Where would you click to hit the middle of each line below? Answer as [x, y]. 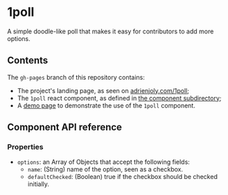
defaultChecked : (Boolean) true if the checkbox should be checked [123, 177]
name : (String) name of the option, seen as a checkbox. [105, 169]
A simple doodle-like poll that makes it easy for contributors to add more [111, 31]
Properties [25, 147]
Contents [28, 61]
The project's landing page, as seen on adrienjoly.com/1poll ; [103, 90]
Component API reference [65, 127]
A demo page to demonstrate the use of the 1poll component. [106, 105]
